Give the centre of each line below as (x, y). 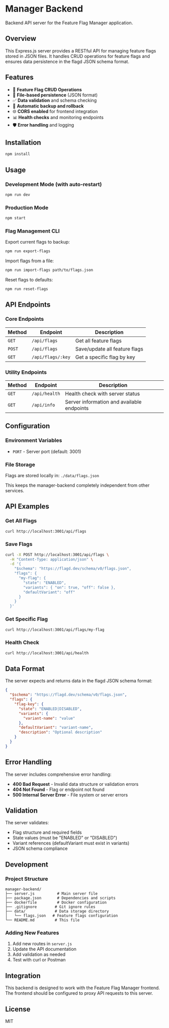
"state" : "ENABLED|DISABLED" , (50, 709)
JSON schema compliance (40, 848)
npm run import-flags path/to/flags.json (49, 270)
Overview (21, 39)
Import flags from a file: (30, 261)
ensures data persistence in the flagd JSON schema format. (67, 62)
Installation (23, 142)
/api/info (44, 405)
